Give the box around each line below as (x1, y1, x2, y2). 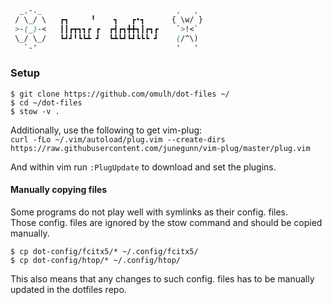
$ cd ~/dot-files (10, 97, 83, 108)
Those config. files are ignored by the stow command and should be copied (10, 216, 323, 228)
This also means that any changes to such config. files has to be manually (10, 272, 315, 285)
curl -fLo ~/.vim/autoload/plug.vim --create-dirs (10, 134, 226, 145)
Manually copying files (10, 184, 108, 196)
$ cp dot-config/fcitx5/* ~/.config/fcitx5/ (10, 246, 199, 256)
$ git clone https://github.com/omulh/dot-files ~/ (10, 89, 230, 99)
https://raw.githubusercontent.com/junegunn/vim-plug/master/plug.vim (10, 143, 311, 153)
